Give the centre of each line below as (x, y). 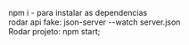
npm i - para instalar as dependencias (78, 13)
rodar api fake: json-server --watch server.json (94, 22)
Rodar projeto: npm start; (54, 31)
